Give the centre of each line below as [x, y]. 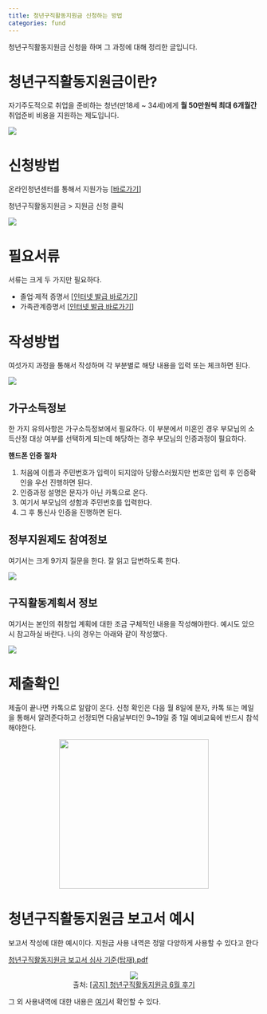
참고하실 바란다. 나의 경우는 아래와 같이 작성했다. [92, 634]
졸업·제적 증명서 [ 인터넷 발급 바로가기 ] [79, 297]
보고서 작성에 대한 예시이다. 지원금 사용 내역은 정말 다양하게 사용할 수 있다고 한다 [133, 942]
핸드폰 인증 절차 [33, 456]
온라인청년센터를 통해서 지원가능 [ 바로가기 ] [75, 189]
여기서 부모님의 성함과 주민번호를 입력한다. [86, 502]
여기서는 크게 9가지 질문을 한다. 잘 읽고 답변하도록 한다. [94, 560]
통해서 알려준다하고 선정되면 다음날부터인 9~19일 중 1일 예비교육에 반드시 [130, 717]
